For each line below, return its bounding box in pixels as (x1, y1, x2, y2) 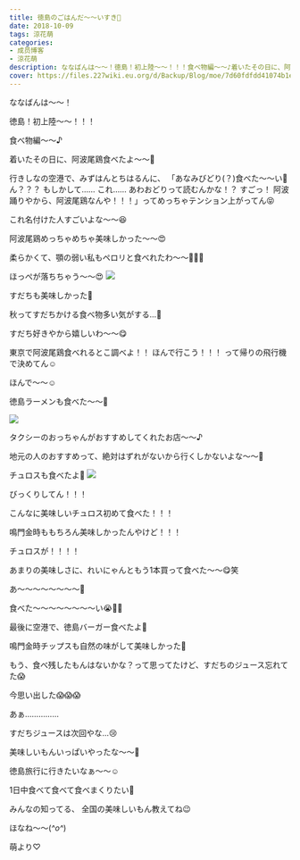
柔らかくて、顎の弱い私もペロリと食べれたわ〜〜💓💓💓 (9, 252, 204, 263)
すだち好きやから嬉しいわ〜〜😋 (9, 328, 128, 338)
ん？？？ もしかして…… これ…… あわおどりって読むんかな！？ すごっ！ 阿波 (9, 184, 289, 195)
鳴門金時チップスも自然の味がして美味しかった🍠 (9, 640, 187, 651)
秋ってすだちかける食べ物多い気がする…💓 (9, 309, 162, 320)
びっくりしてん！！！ (9, 488, 87, 499)
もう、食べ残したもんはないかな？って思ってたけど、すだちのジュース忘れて (9, 659, 288, 670)
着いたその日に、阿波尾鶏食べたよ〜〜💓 (9, 154, 155, 164)
